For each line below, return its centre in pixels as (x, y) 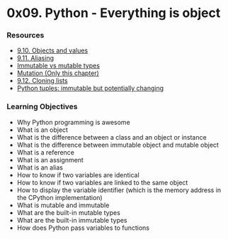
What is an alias (40, 167)
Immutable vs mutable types (58, 66)
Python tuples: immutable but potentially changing (90, 88)
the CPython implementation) (60, 197)
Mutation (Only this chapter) (58, 73)
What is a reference (46, 152)
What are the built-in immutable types (72, 220)
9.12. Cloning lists (42, 81)
